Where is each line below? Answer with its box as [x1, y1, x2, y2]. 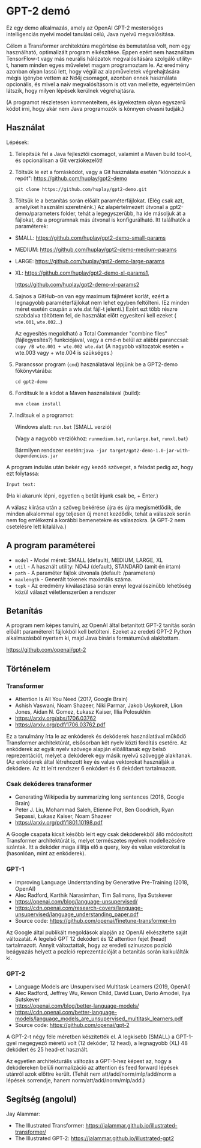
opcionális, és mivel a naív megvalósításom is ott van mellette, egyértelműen [6, 80, 196, 88]
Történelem [6, 664, 51, 674]
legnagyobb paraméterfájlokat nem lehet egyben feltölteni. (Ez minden [14, 299, 190, 306]
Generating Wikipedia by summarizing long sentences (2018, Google [14, 793, 185, 800]
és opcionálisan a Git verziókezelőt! [14, 157, 103, 164]
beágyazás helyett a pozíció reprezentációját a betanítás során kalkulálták [6, 947, 189, 955]
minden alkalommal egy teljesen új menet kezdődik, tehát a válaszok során [6, 510, 191, 517]
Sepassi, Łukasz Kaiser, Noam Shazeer [14, 813, 112, 820]
